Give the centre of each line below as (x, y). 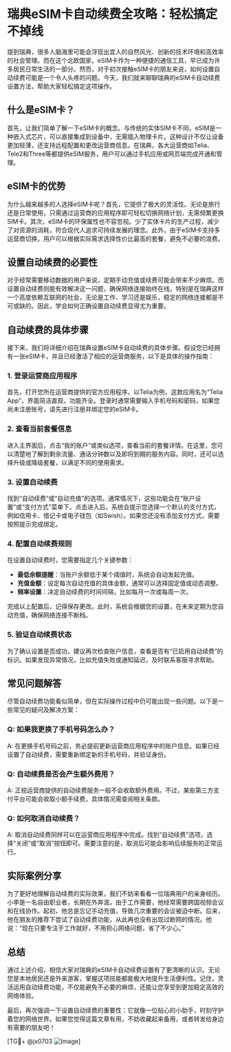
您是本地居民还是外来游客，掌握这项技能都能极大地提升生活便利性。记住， (112, 978)
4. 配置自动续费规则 (40, 544)
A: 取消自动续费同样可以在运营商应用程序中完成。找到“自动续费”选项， (107, 835)
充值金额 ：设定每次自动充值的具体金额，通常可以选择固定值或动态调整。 (119, 584)
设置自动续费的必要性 (52, 262)
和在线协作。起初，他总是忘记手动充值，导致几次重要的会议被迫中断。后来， (115, 911)
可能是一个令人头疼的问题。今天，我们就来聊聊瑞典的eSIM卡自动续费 (123, 77)
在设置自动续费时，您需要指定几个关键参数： (70, 560)
